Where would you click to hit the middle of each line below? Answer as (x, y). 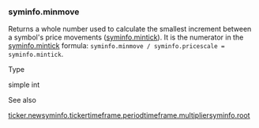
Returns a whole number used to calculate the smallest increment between (130, 29)
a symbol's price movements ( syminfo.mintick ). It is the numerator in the (126, 37)
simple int (24, 85)
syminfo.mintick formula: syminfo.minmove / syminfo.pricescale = (116, 46)
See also (23, 100)
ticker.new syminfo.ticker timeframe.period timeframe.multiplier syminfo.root (129, 115)
